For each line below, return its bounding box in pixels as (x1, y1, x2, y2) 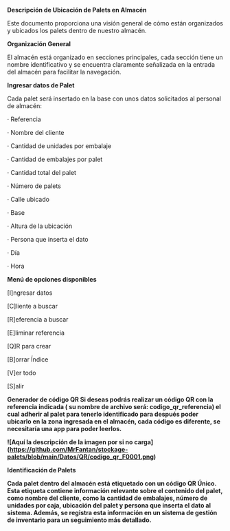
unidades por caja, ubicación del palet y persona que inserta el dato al (7, 501, 211, 509)
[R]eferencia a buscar (7, 315, 69, 323)
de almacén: (7, 102, 43, 110)
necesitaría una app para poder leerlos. (7, 425, 122, 433)
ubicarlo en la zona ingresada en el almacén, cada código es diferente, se (7, 417, 221, 426)
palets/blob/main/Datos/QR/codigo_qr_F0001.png (7, 452, 154, 461)
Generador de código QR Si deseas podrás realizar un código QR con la (7, 395, 214, 404)
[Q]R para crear (7, 342, 51, 350)
